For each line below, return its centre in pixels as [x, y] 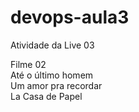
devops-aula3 [70, 17]
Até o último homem [52, 75]
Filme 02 [28, 64]
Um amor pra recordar [56, 85]
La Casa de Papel [46, 96]
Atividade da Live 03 [52, 45]
